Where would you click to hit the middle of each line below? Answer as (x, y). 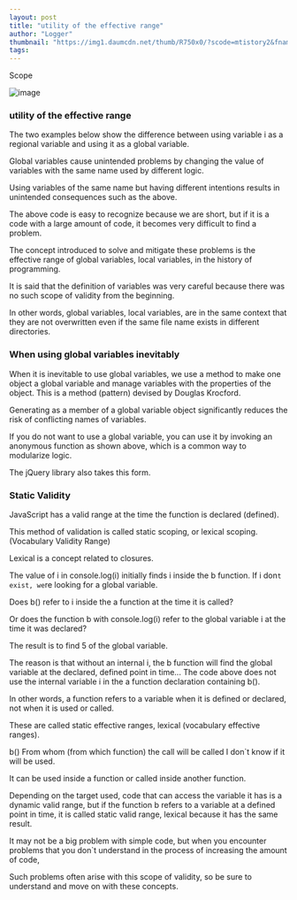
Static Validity (40, 495)
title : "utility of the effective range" (87, 26)
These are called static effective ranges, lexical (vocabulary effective (135, 726)
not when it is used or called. (62, 708)
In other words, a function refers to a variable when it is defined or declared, (148, 699)
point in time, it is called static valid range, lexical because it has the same (144, 814)
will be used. (32, 761)
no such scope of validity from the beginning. (92, 296)
